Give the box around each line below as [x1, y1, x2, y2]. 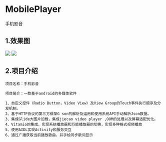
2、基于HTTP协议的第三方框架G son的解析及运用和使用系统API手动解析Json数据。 [5, 111, 151, 116]
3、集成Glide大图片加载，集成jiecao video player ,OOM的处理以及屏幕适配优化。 [5, 116, 158, 121]
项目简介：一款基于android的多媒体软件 [5, 91, 77, 96]
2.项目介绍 [5, 66, 38, 75]
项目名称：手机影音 [5, 81, 39, 86]
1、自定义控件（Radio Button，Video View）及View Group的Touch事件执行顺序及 [5, 100, 157, 105]
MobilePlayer [5, 3, 61, 15]
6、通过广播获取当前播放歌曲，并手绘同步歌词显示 [5, 132, 93, 137]
